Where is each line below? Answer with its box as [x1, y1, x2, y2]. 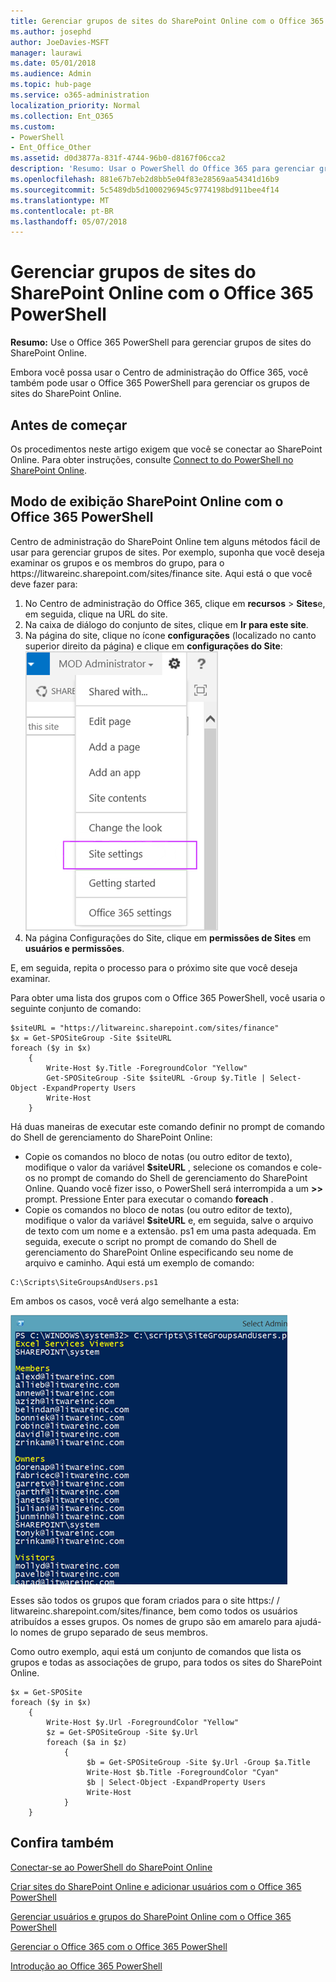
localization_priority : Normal [10, 100, 141, 110]
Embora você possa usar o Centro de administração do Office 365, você [10, 366, 309, 379]
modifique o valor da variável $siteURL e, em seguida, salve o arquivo [24, 1214, 314, 1226]
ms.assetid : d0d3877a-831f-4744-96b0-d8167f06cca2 [10, 153, 226, 164]
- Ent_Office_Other [10, 143, 92, 153]
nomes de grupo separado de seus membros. [19, 1626, 208, 1638]
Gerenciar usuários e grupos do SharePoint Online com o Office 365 [10, 1910, 292, 1922]
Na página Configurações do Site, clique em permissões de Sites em [24, 931, 312, 944]
